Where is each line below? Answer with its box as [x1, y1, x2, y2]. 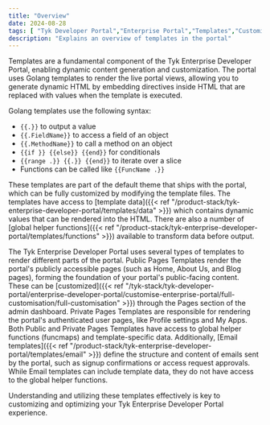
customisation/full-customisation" [8, 299, 121, 308]
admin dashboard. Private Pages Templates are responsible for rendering [8, 307, 251, 316]
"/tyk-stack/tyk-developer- [125, 281, 215, 291]
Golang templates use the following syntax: [8, 106, 151, 116]
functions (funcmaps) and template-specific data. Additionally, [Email [8, 332, 239, 342]
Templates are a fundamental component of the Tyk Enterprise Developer [8, 56, 252, 66]
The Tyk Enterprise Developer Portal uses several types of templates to [8, 247, 245, 257]
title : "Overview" [8, 11, 70, 20]
